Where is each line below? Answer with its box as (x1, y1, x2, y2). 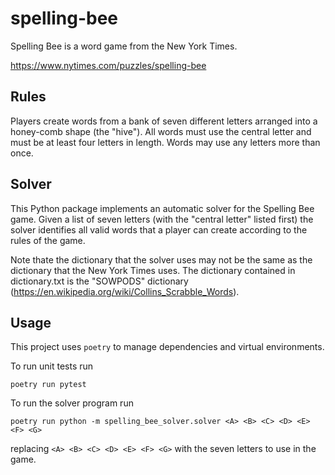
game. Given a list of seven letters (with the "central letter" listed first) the (10, 213, 314, 225)
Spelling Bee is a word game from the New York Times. (10, 40, 238, 52)
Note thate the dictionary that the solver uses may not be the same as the (10, 253, 313, 266)
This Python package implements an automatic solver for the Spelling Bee (10, 202, 315, 214)
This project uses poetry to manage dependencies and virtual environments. (10, 341, 325, 353)
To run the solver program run (10, 397, 134, 409)
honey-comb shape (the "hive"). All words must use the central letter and (10, 125, 312, 137)
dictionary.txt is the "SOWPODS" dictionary (10, 275, 189, 287)
